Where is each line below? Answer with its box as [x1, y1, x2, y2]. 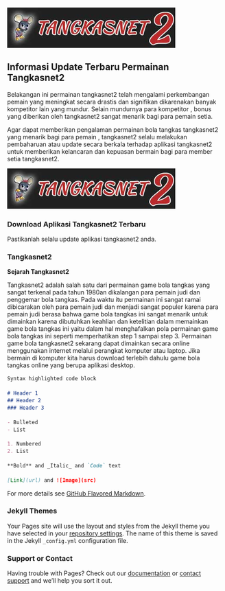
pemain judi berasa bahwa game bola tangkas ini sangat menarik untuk [7, 310, 208, 318]
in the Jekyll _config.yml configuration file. [7, 536, 128, 544]
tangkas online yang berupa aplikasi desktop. [7, 361, 136, 369]
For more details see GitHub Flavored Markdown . [7, 489, 146, 498]
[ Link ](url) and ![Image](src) [7, 476, 97, 484]
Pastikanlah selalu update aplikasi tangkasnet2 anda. [7, 235, 156, 244]
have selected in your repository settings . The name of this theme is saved [7, 529, 218, 537]
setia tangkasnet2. [7, 154, 60, 163]
